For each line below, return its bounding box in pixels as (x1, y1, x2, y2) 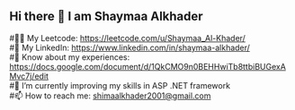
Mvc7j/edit (9, 71, 49, 81)
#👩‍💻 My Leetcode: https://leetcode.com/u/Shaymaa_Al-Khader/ (9, 32, 246, 43)
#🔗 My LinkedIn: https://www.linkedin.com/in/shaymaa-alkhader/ (9, 42, 250, 53)
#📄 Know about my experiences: (9, 51, 130, 63)
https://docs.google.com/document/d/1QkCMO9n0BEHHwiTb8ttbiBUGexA (9, 61, 286, 72)
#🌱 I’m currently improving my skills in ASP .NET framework (9, 80, 231, 90)
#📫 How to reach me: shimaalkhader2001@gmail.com (9, 90, 211, 101)
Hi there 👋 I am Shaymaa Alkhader (9, 9, 204, 24)
